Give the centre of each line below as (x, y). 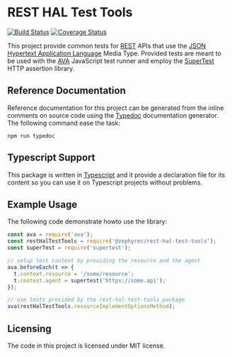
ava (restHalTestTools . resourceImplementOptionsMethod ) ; (91, 307)
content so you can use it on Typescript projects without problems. (105, 182)
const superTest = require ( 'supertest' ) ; (69, 248)
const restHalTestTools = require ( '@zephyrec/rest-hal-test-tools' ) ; (112, 241)
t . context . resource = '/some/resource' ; (74, 274)
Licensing (29, 328)
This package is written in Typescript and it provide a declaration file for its (116, 175)
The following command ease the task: (64, 123)
